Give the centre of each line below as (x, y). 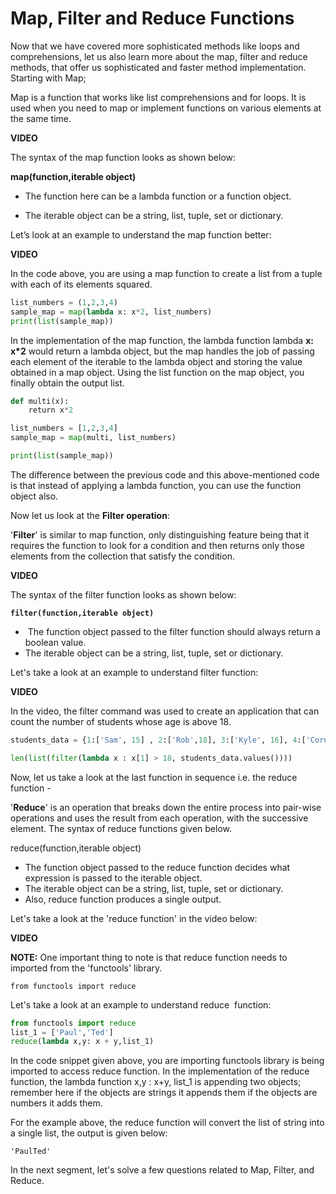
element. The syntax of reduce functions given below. (121, 828)
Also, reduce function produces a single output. (123, 899)
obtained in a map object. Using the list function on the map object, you (157, 372)
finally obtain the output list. (67, 383)
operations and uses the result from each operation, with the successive (159, 818)
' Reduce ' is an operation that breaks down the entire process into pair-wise (166, 807)
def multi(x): (40, 401)
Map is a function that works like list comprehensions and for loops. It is (158, 97)
